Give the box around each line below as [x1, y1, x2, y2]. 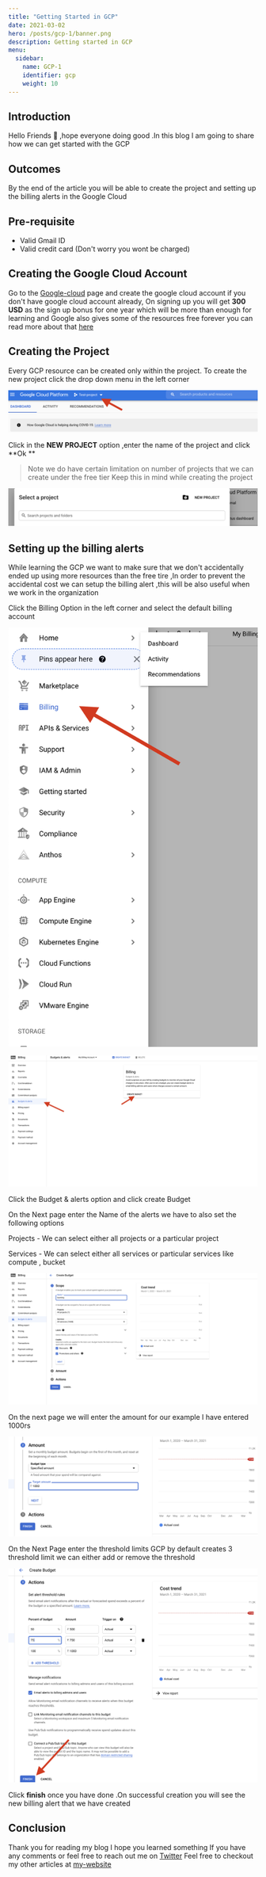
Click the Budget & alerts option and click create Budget [8, 1195, 192, 1204]
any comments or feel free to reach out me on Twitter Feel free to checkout [8, 1851, 253, 1860]
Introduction [8, 110, 71, 124]
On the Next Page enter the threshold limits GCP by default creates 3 [8, 1544, 234, 1554]
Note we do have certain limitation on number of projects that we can [27, 464, 254, 473]
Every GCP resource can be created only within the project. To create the [8, 365, 247, 376]
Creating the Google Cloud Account [8, 267, 188, 280]
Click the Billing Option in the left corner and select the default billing [8, 603, 232, 612]
